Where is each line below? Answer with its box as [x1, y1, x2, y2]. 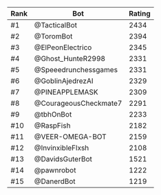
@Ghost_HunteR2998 [34, 54, 105, 63]
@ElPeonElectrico [34, 43, 92, 52]
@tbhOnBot [34, 110, 72, 119]
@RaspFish [34, 121, 71, 130]
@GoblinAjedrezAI [34, 76, 94, 85]
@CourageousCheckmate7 [34, 99, 122, 108]
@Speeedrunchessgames [34, 65, 118, 74]
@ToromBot [34, 32, 73, 41]
